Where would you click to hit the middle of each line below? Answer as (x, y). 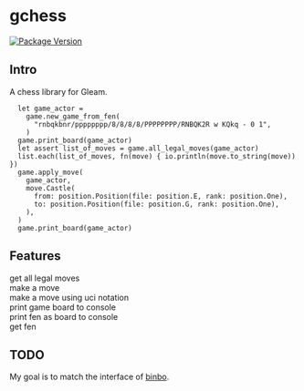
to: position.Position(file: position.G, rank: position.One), (157, 204)
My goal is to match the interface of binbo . (89, 377)
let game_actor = (51, 108)
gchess (38, 16)
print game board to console (63, 307)
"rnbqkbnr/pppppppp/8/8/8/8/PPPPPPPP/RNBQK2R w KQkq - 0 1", (152, 124)
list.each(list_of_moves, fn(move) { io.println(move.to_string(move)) (157, 156)
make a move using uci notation (69, 297)
